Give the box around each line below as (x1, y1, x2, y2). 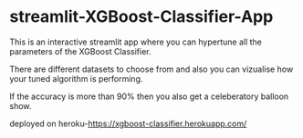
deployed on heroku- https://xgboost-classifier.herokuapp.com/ (9, 118, 247, 129)
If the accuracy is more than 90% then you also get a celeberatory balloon (9, 91, 289, 102)
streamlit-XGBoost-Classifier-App (9, 6, 274, 27)
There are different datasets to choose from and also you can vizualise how (9, 64, 294, 74)
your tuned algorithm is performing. (9, 73, 143, 84)
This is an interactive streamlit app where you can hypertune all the (9, 36, 262, 47)
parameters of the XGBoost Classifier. (9, 45, 151, 56)
